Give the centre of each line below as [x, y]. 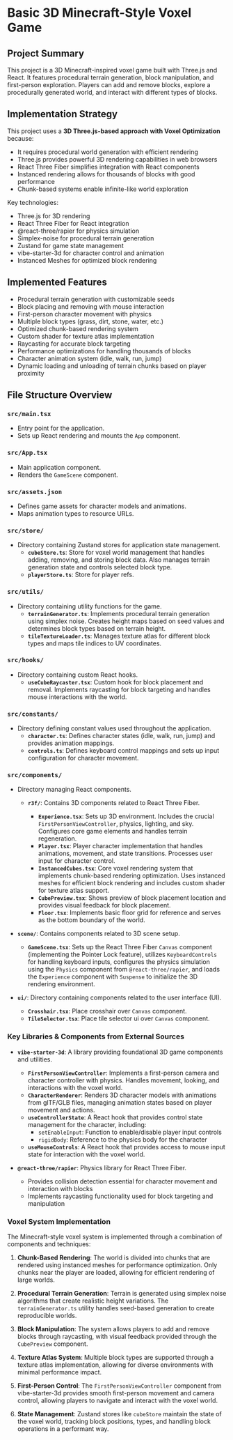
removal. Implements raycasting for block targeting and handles [119, 689]
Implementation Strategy [63, 114]
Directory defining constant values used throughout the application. [114, 728]
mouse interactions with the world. [77, 697]
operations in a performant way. [63, 1428]
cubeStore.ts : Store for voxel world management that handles [116, 553]
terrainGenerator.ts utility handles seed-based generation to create [116, 1308]
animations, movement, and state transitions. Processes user [126, 853]
